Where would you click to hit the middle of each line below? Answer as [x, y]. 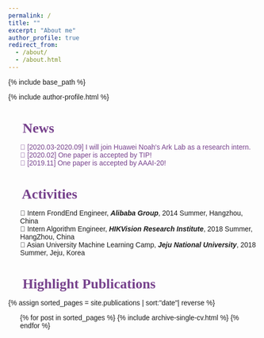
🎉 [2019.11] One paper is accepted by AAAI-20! [93, 163]
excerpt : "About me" [42, 30]
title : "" [25, 23]
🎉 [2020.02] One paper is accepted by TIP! [86, 155]
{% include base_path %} [47, 82]
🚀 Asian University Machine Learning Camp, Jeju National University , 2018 [138, 245]
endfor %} [35, 326]
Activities [50, 194]
